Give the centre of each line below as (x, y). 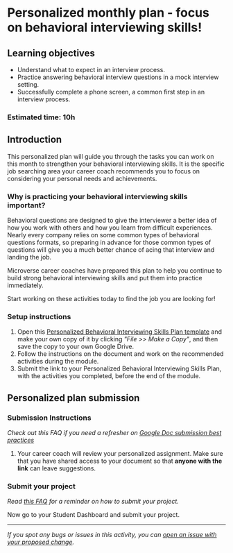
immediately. (25, 285)
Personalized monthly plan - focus (109, 13)
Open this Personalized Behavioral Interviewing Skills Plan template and (120, 332)
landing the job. (29, 257)
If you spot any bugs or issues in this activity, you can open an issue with (112, 535)
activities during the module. (58, 361)
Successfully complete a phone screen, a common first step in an (111, 92)
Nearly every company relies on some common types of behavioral (103, 235)
